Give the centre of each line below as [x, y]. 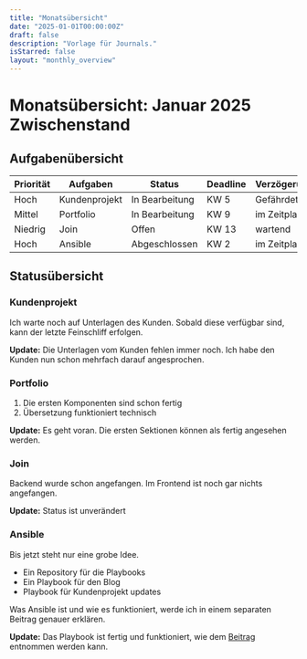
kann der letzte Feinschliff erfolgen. [76, 332]
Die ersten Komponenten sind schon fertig [102, 403]
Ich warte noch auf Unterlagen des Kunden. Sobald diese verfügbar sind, [147, 322]
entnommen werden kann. [59, 646]
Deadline [227, 184]
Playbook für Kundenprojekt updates [92, 591]
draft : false [34, 35]
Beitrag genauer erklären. [58, 619]
